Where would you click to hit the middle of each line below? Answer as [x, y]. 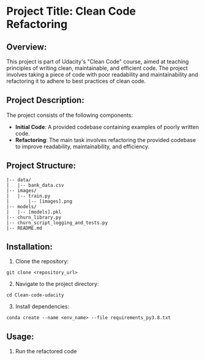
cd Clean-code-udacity [35, 295]
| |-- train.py [28, 196]
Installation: [30, 247]
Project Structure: [41, 166]
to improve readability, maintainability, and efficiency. [82, 146]
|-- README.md [24, 228]
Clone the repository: [42, 261]
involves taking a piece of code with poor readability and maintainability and [102, 74]
